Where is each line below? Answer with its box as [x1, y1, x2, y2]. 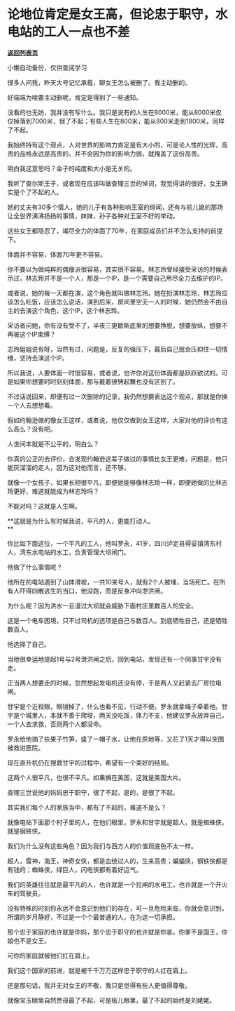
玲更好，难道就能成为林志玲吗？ [7, 487, 99, 495]
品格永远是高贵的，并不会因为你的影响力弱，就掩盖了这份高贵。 [19, 149, 204, 158]
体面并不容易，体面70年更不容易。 [7, 250, 107, 258]
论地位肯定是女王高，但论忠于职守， [7, 6, 216, 22]
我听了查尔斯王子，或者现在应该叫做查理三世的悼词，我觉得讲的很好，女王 [7, 179, 222, 187]
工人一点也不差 [44, 24, 131, 40]
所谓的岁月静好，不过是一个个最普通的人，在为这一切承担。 [7, 913, 179, 921]
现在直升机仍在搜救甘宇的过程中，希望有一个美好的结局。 [7, 758, 173, 767]
